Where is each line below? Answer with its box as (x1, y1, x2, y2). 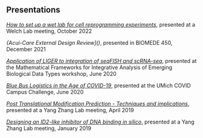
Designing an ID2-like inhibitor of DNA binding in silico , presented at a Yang (6, 118, 195, 125)
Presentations (6, 5, 60, 15)
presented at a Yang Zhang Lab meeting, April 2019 (6, 106, 134, 114)
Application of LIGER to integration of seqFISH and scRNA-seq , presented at (6, 57, 197, 64)
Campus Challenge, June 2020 (6, 88, 84, 96)
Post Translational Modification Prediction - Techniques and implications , (6, 100, 190, 107)
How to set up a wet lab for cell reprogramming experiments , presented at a (6, 21, 195, 28)
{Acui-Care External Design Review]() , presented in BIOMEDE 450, (6, 39, 173, 46)
